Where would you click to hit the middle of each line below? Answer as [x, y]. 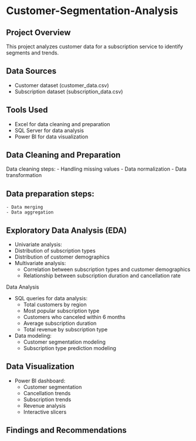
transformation [24, 175]
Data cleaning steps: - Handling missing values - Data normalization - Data [96, 169]
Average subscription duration [60, 323]
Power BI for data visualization [51, 137]
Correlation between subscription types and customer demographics [107, 269]
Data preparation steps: [50, 194]
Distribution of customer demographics [62, 257]
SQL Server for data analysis [49, 130]
